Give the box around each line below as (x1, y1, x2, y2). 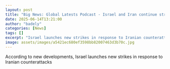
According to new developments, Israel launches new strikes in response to (5, 53, 163, 59)
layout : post (5, 7, 33, 12)
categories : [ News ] (5, 26, 47, 31)
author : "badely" (5, 21, 42, 26)
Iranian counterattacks (5, 58, 52, 65)
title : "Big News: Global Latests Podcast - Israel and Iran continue (5, 12, 157, 17)
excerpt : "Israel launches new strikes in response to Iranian (5, 35, 142, 40)
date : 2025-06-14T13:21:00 (5, 16, 62, 21)
